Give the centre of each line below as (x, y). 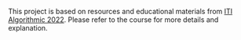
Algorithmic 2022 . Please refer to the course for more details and (113, 20)
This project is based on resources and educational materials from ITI (120, 11)
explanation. (28, 28)
